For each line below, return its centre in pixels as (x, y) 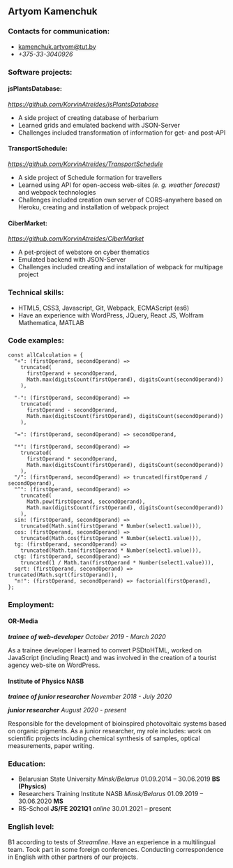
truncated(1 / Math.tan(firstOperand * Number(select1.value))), (118, 562)
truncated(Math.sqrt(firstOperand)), (63, 575)
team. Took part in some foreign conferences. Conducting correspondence (116, 849)
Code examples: (36, 341)
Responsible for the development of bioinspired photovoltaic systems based (117, 724)
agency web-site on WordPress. (54, 665)
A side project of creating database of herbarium (88, 117)
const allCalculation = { (45, 355)
